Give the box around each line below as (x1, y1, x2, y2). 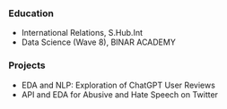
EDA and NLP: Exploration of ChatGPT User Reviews (21, 80, 216, 90)
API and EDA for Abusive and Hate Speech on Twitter (21, 88, 219, 100)
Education (8, 7, 55, 20)
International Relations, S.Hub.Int (21, 28, 144, 38)
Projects (8, 59, 46, 71)
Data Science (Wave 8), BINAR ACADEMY (21, 37, 176, 47)
